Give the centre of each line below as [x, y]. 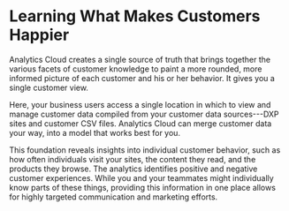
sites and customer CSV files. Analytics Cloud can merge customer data [141, 123]
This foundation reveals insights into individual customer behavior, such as [145, 150]
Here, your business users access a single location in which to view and [140, 104]
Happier [39, 35]
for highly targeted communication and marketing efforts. [114, 197]
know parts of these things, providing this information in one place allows [143, 187]
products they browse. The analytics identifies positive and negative [133, 169]
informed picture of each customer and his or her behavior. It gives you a [142, 78]
